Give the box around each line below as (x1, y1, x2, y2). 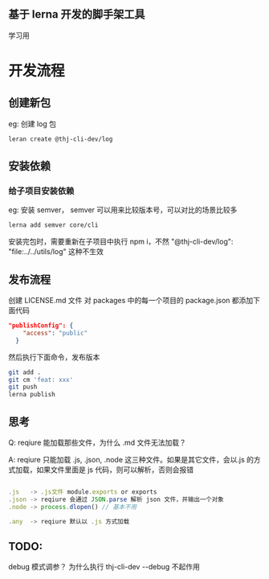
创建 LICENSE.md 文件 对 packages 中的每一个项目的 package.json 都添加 (8, 296, 254, 306)
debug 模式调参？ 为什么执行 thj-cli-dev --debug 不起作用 (8, 562, 201, 572)
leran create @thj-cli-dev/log (8, 135, 113, 143)
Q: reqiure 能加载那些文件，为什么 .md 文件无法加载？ (8, 437, 186, 447)
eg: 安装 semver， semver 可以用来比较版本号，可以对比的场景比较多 (8, 205, 238, 215)
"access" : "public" (22, 329, 88, 337)
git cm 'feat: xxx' (8, 376, 74, 384)
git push (8, 383, 38, 392)
